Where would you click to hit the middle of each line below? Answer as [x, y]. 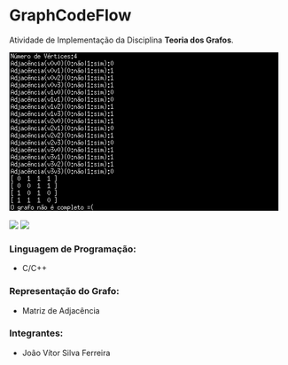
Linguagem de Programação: [73, 249]
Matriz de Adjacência [61, 310]
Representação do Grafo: [64, 291]
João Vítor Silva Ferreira [66, 353]
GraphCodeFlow [70, 16]
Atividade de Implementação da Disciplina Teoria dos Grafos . [121, 40]
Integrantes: [36, 333]
